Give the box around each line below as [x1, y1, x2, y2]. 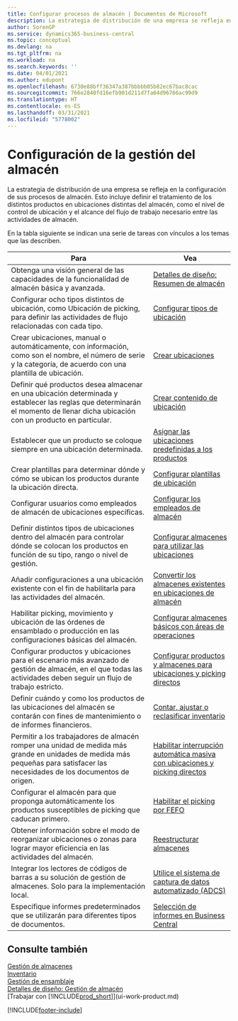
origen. [11, 776, 35, 786]
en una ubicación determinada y [11, 388, 118, 398]
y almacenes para [153, 659, 212, 669]
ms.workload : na [7, 57, 55, 64]
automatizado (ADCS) [153, 886, 227, 896]
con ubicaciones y [153, 758, 215, 768]
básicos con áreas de [153, 621, 225, 631]
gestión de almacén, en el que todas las [11, 664, 143, 674]
